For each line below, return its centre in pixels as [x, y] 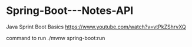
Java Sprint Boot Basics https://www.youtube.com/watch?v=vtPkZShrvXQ [96, 27]
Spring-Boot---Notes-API [70, 11]
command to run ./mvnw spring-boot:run [56, 38]
